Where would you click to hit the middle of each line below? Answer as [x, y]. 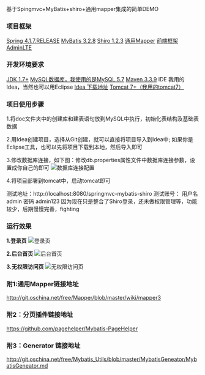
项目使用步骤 [25, 104]
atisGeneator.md [27, 366]
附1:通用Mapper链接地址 [43, 284]
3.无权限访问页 [25, 267]
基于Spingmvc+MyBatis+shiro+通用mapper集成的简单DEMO [83, 9]
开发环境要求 [25, 65]
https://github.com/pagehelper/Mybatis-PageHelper [72, 329]
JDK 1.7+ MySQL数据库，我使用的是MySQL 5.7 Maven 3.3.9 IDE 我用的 [95, 79]
